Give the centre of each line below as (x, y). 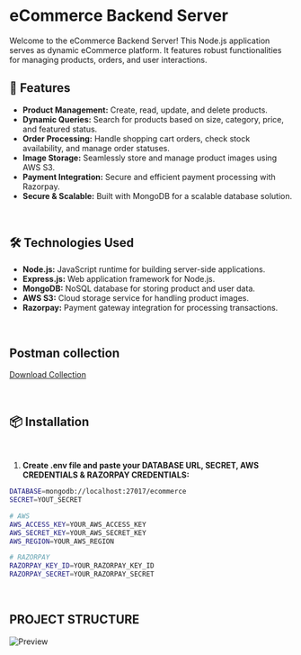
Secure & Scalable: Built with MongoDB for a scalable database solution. (157, 196)
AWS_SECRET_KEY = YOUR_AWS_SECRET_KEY (78, 532)
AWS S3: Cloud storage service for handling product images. (136, 297)
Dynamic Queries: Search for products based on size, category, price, (153, 119)
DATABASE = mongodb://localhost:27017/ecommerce (98, 492)
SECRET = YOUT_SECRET (46, 500)
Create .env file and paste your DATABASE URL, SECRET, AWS (140, 466)
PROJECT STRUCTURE (75, 619)
